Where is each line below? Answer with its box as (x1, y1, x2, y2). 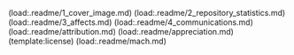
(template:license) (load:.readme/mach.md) (8, 35, 167, 46)
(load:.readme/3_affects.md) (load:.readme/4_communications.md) (8, 17, 254, 27)
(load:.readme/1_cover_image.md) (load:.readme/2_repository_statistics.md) (8, 8, 286, 18)
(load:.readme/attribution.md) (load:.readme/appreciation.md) (8, 27, 234, 36)
